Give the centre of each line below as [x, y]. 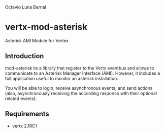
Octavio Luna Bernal [26, 7]
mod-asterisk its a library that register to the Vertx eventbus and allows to [80, 68]
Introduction [25, 56]
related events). [21, 99]
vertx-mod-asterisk [46, 27]
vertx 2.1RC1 [25, 126]
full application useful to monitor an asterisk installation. [62, 78]
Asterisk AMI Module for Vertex [37, 40]
